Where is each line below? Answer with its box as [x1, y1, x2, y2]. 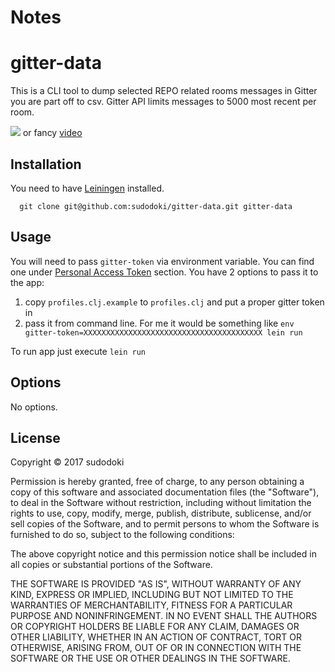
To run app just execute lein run [10, 345, 146, 357]
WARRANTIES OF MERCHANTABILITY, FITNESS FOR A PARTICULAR [10, 599, 293, 611]
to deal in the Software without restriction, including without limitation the [10, 497, 312, 509]
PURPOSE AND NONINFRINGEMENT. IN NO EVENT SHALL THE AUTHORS [10, 610, 318, 622]
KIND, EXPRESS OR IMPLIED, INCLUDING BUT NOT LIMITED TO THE [10, 589, 294, 601]
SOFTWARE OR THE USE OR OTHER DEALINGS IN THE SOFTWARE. [10, 652, 291, 665]
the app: [10, 276, 45, 288]
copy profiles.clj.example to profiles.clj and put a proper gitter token [24, 296, 325, 308]
